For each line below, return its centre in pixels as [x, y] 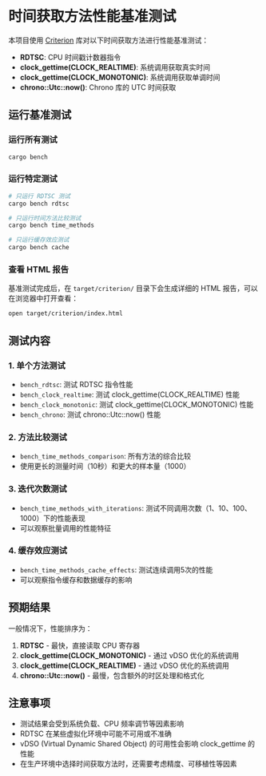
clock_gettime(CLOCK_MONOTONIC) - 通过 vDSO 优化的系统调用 [129, 655]
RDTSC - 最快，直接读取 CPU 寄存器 [80, 645]
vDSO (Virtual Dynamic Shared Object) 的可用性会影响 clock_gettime [133, 744]
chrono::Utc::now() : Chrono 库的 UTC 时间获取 [98, 87]
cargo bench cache [39, 248]
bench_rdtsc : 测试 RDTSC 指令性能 [76, 384]
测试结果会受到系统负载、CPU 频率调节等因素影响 [102, 724]
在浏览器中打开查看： [43, 298]
